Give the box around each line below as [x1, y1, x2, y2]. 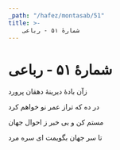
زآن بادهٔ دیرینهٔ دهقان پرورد [8, 87, 87, 96]
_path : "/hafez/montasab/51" [8, 11, 105, 20]
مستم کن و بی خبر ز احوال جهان [8, 117, 104, 127]
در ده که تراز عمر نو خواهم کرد [8, 102, 99, 112]
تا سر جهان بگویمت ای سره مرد [8, 133, 103, 143]
